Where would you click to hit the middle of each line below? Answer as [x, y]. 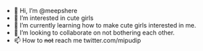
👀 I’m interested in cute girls [53, 18]
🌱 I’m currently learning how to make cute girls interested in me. [105, 25]
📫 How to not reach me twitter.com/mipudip [77, 40]
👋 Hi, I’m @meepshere [45, 11]
